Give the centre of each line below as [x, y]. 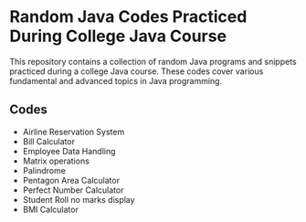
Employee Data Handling [69, 151]
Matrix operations [56, 161]
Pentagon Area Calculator [71, 180]
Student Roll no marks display [79, 199]
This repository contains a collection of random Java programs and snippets [153, 61]
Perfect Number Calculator [73, 190]
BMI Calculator [51, 209]
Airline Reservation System [74, 132]
